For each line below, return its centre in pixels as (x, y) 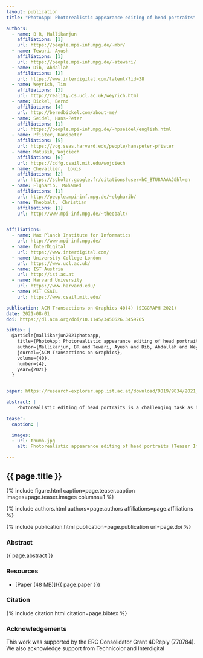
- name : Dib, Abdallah (40, 68)
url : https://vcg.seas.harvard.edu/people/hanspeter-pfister (95, 146)
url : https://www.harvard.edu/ (56, 286)
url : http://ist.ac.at (46, 275)
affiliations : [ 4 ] (40, 107)
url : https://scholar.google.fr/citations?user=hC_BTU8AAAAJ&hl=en (104, 180)
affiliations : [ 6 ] (40, 158)
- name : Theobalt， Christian (49, 202)
